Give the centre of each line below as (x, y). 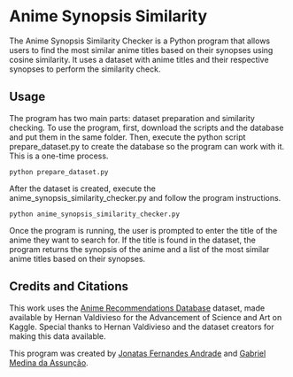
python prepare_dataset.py (59, 172)
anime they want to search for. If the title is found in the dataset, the (133, 240)
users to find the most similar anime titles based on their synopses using (141, 50)
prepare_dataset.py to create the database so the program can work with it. (147, 146)
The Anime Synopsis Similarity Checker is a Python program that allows (140, 41)
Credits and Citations (69, 286)
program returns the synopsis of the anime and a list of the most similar (139, 249)
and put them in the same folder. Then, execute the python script (127, 137)
